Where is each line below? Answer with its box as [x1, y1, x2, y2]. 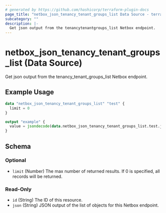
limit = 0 [9, 106, 30, 111]
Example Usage [5, 88, 54, 96]
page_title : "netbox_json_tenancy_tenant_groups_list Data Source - [5, 12, 149, 17]
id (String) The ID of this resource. [12, 197, 83, 203]
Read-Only [5, 186, 32, 193]
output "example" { [5, 119, 45, 124]
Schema [5, 142, 31, 151]
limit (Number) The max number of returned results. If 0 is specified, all [12, 168, 160, 174]
